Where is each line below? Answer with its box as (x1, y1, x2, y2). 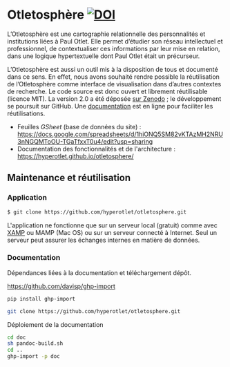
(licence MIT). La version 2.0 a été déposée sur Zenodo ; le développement (7, 94, 222, 103)
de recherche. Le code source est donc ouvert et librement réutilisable (7, 87, 208, 95)
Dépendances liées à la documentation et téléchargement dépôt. (7, 268, 192, 276)
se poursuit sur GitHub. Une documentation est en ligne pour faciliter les (7, 102, 213, 110)
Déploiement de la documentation (7, 320, 104, 328)
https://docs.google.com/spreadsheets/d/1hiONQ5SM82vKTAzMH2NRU (17, 130, 223, 138)
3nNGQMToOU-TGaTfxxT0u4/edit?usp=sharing (17, 137, 153, 145)
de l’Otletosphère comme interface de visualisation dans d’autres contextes (7, 79, 222, 88)
